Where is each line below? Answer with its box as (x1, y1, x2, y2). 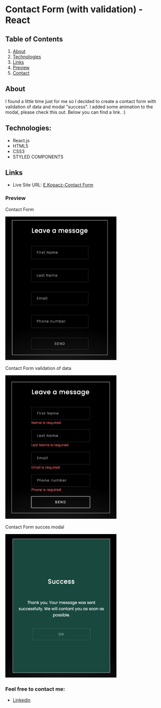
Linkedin (12, 697, 31, 703)
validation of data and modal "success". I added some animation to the (5, 104, 153, 110)
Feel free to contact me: (5, 685, 65, 692)
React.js (12, 137, 30, 143)
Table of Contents (5, 35, 63, 43)
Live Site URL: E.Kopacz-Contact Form (12, 182, 94, 188)
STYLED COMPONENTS (12, 154, 63, 160)
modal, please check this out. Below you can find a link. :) (5, 109, 126, 115)
